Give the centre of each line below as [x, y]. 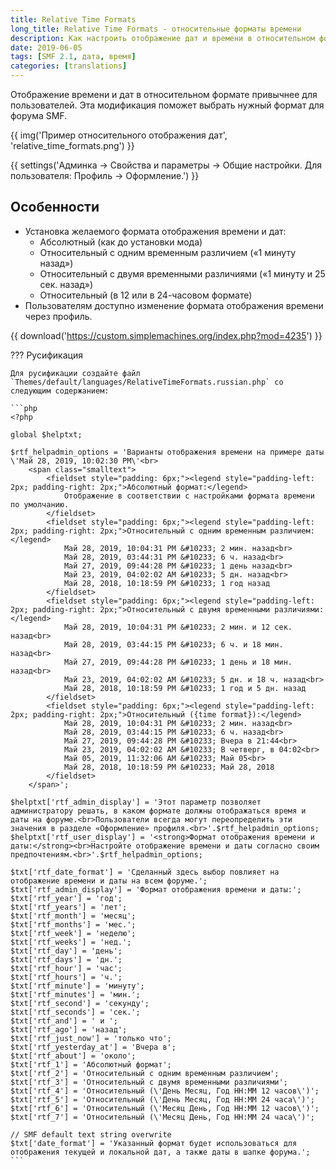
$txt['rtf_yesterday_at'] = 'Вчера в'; [93, 1047]
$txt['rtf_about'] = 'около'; [73, 1056]
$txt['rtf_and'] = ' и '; [64, 1021]
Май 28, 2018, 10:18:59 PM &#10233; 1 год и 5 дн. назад [185, 688]
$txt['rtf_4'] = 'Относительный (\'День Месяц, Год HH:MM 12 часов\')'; [165, 1091]
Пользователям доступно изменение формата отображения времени [174, 305]
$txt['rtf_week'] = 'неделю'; [73, 933]
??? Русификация [46, 355]
